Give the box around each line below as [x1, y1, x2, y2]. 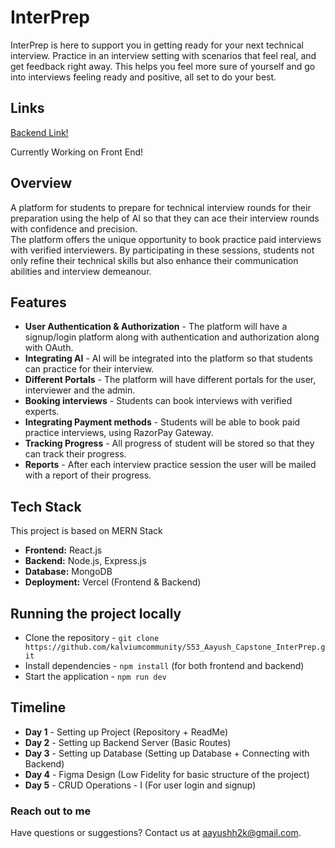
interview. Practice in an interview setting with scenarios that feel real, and [10, 49, 317, 61]
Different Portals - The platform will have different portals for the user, [24, 374, 317, 386]
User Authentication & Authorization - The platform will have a [24, 321, 288, 333]
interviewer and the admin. [24, 384, 136, 396]
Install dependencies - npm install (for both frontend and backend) [24, 660, 305, 671]
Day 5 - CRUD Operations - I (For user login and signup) [24, 779, 257, 791]
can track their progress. [24, 448, 127, 460]
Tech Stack [10, 498, 82, 515]
